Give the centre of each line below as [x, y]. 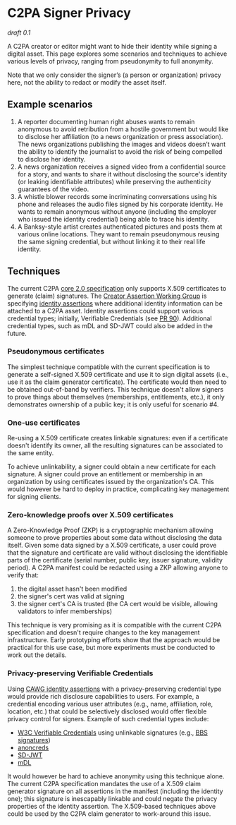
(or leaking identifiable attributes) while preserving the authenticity [114, 181]
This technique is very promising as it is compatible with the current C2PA [114, 625]
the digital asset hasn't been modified [72, 589]
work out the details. [37, 655]
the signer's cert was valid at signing [71, 596]
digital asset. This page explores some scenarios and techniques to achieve [117, 54]
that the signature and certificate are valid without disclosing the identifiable [118, 553]
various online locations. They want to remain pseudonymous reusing [118, 234]
